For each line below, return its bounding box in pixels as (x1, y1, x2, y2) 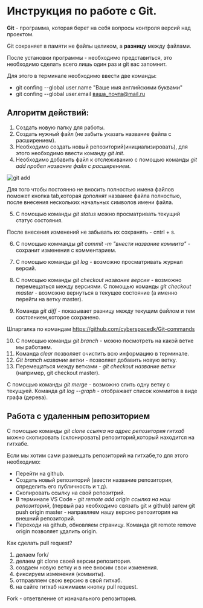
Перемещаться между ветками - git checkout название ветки (15, 362, 176, 370)
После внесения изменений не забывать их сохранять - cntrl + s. (7, 228, 176, 235)
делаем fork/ (15, 551, 49, 558)
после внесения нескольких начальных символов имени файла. (7, 198, 174, 206)
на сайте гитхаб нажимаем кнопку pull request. (15, 583, 138, 590)
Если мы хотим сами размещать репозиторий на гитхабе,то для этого (7, 452, 189, 459)
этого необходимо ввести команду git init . (15, 149, 125, 156)
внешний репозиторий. (15, 514, 76, 522)
